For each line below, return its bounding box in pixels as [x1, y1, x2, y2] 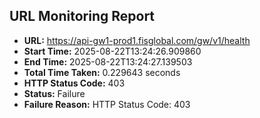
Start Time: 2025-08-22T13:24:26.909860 [23, 45, 202, 57]
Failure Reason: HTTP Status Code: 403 [23, 98, 191, 110]
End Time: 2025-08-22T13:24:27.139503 [23, 55, 193, 68]
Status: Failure [23, 87, 86, 99]
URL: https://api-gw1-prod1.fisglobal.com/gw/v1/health [23, 34, 251, 46]
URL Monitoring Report [9, 8, 156, 25]
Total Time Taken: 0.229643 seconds [23, 66, 181, 78]
